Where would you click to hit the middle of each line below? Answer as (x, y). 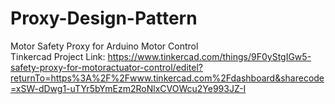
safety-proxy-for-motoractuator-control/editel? (106, 67)
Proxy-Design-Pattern (104, 18)
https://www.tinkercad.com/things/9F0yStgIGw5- (209, 56)
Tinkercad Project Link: (58, 56)
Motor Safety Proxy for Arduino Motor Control (104, 46)
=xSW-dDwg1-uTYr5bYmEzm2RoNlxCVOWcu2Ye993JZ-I (128, 88)
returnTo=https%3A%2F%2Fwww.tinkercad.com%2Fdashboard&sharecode (167, 78)
